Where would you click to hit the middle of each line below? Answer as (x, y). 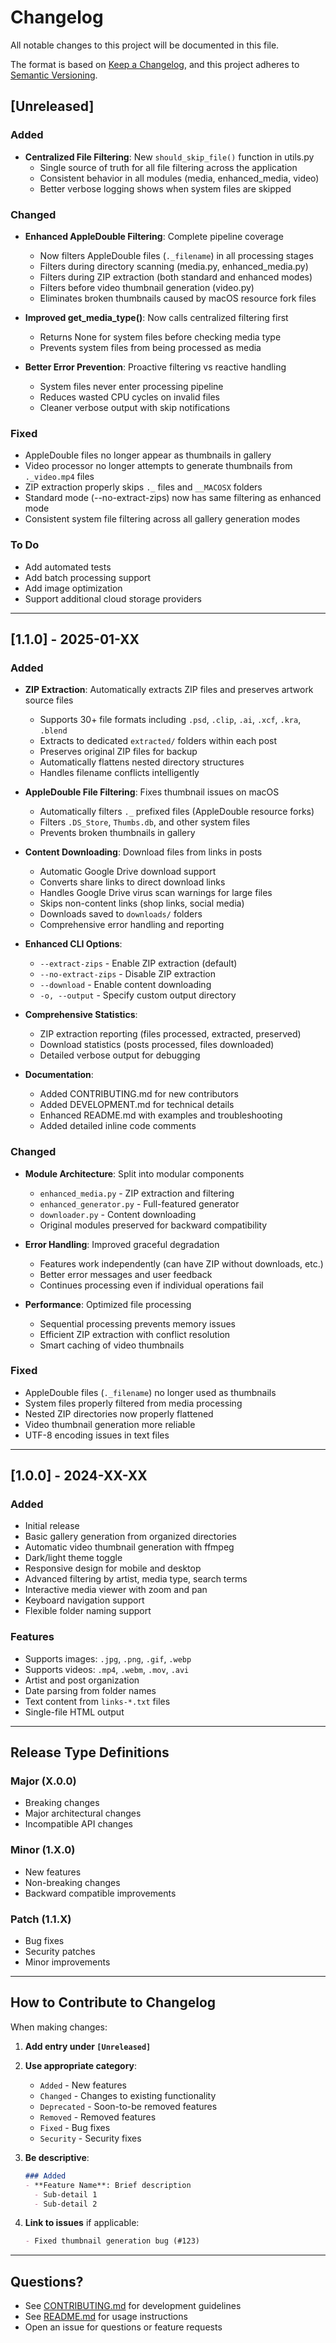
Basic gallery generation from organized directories (131, 1537)
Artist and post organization (82, 1680)
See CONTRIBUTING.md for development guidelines (133, 2306)
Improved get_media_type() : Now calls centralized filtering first (156, 317)
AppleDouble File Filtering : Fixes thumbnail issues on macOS (152, 792)
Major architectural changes (83, 1813)
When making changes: (59, 2027)
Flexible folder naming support (88, 1611)
